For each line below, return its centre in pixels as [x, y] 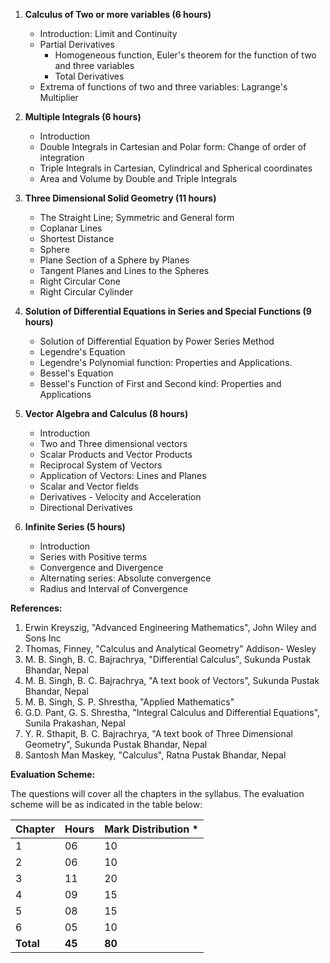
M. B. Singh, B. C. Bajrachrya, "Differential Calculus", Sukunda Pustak [168, 659]
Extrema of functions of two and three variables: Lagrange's [163, 87]
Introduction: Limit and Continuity [108, 33]
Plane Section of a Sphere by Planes [114, 260]
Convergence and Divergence [101, 567]
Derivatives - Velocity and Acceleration [120, 497]
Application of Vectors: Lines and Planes [123, 475]
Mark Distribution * [151, 829]
